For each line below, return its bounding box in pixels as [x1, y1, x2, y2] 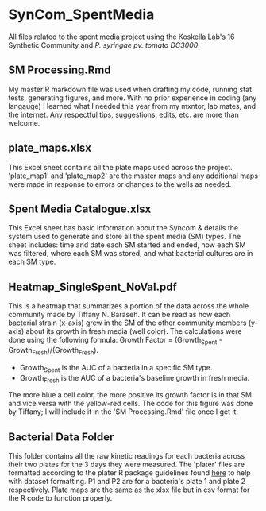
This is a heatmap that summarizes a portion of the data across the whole [8, 301, 249, 311]
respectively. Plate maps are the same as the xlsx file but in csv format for [8, 485, 250, 494]
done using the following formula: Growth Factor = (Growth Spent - [8, 335, 222, 346]
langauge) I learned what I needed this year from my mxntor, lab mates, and [8, 101, 256, 110]
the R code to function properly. [8, 494, 113, 503]
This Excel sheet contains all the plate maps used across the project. [8, 162, 233, 172]
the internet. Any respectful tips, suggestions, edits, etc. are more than [8, 110, 240, 119]
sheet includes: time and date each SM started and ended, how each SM [8, 240, 246, 250]
